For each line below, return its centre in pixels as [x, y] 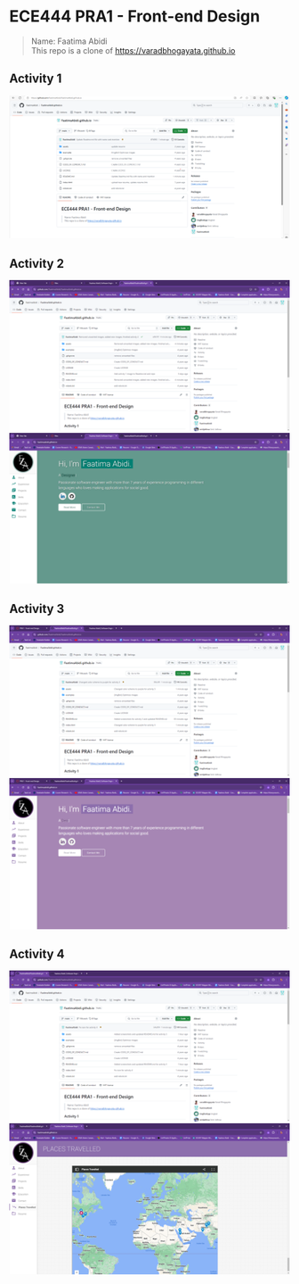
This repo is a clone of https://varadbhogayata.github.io [133, 50]
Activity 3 [37, 609]
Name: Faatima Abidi [69, 41]
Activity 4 [37, 954]
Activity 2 [37, 264]
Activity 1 [36, 79]
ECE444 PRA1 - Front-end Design [135, 17]
